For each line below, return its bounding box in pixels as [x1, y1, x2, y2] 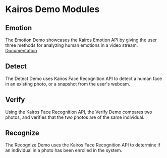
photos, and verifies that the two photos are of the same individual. [5, 114, 145, 120]
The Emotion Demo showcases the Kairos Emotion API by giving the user [5, 37, 157, 43]
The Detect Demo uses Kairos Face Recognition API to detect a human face [5, 75, 162, 82]
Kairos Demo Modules [5, 4, 100, 15]
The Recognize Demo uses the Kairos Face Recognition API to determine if [5, 142, 160, 148]
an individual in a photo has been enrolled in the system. [5, 147, 123, 153]
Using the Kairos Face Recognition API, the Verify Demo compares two [5, 109, 152, 115]
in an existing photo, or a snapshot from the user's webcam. [5, 81, 130, 87]
